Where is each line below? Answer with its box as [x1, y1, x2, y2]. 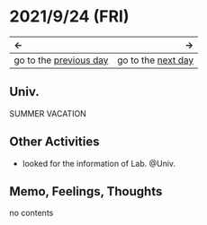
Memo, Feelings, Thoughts [9, 184, 163, 199]
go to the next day [116, 54, 194, 66]
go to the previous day [13, 54, 109, 66]
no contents [9, 208, 54, 219]
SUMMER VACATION [9, 108, 87, 118]
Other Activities [9, 134, 100, 150]
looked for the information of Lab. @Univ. [22, 158, 176, 169]
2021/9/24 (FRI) [9, 6, 130, 27]
